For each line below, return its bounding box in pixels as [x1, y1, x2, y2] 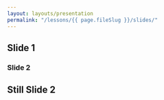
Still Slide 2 [7, 84, 56, 96]
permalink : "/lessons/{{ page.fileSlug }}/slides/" [7, 17, 158, 23]
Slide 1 [7, 42, 36, 54]
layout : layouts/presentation [7, 10, 94, 17]
